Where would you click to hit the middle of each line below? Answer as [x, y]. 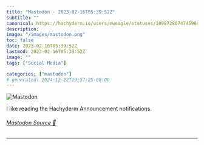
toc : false [20, 40]
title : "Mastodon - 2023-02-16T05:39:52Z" [61, 12]
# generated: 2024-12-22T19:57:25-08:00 [58, 80]
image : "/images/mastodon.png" [46, 35]
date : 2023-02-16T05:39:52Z [42, 46]
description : [23, 29]
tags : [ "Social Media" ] [36, 63]
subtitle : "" [23, 18]
